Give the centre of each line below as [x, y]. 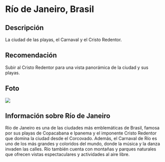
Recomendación [31, 55]
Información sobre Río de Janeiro [58, 116]
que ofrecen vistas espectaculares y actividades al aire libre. [67, 154]
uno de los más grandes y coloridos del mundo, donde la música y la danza [83, 144]
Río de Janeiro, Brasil [50, 9]
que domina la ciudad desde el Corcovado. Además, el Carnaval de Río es [81, 138]
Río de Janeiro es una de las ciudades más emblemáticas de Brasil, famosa [82, 128]
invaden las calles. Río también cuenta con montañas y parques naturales [81, 149]
